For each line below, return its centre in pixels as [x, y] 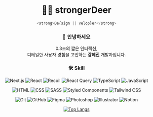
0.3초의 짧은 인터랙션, [76, 48]
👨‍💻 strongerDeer [76, 10]
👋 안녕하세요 [76, 37]
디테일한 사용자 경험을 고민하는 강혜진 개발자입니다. [76, 55]
